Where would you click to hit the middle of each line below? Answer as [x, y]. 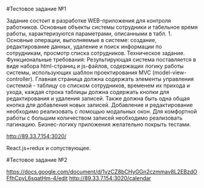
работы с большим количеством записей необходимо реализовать [94, 118]
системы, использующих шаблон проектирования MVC [79, 72]
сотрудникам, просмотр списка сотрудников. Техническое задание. [96, 53]
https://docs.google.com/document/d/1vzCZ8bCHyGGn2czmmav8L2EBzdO [102, 172]
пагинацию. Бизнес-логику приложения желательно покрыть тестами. [99, 124]
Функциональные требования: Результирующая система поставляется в [101, 60]
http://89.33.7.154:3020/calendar [110, 178]
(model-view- [169, 72]
